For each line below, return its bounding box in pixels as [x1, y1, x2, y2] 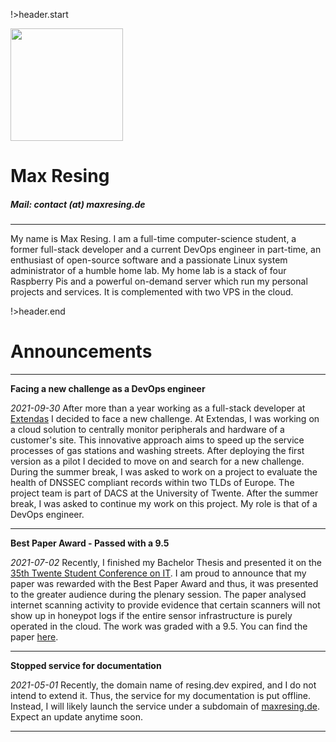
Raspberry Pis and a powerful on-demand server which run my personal [10, 275, 308, 288]
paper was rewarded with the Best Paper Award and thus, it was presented [10, 578, 319, 590]
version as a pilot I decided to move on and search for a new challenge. [10, 455, 305, 468]
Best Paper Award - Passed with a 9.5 [10, 537, 170, 549]
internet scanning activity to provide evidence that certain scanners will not [10, 599, 321, 611]
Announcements [10, 340, 153, 363]
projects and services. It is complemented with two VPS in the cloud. [10, 286, 294, 298]
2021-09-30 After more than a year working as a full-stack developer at [10, 402, 306, 414]
